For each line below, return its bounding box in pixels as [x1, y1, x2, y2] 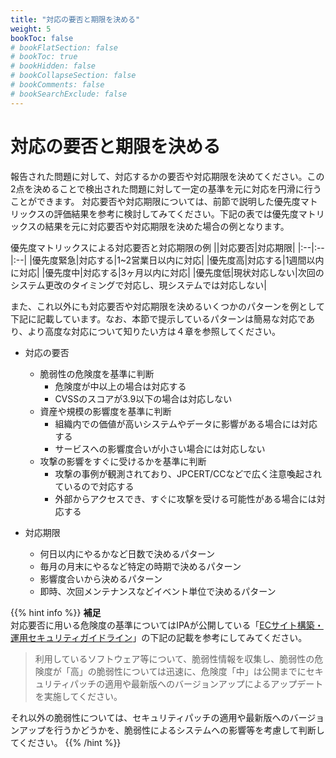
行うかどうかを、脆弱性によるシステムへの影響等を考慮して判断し [53, 724, 325, 736]
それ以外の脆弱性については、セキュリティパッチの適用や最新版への [10, 711, 290, 723]
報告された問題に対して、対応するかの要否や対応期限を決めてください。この [10, 170, 325, 182]
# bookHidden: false [10, 61, 97, 71]
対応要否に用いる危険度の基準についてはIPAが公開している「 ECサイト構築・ [10, 619, 324, 631]
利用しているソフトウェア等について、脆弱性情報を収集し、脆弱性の [34, 652, 315, 665]
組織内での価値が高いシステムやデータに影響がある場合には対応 [54, 417, 318, 430]
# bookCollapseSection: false [10, 71, 137, 81]
